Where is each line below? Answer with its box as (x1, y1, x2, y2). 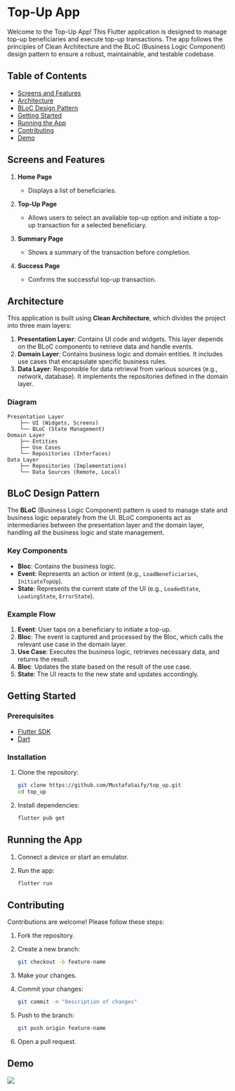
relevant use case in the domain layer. (17, 640, 128, 649)
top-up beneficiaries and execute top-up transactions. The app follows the (7, 34, 223, 43)
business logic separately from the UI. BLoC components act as (7, 514, 192, 522)
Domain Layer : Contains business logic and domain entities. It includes (17, 350, 223, 359)
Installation (7, 752, 47, 762)
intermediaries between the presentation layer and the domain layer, (7, 521, 205, 530)
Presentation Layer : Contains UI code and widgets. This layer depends (17, 335, 224, 344)
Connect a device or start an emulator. (17, 852, 129, 861)
